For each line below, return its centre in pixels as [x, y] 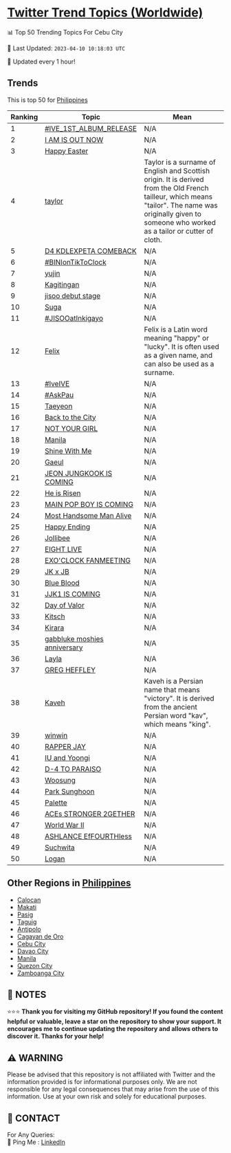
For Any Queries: [31, 1135]
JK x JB [57, 572]
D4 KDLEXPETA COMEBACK [90, 251]
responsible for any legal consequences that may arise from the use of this [113, 1089]
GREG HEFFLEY [70, 670]
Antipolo [29, 929]
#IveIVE [57, 383]
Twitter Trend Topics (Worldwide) [105, 13]
